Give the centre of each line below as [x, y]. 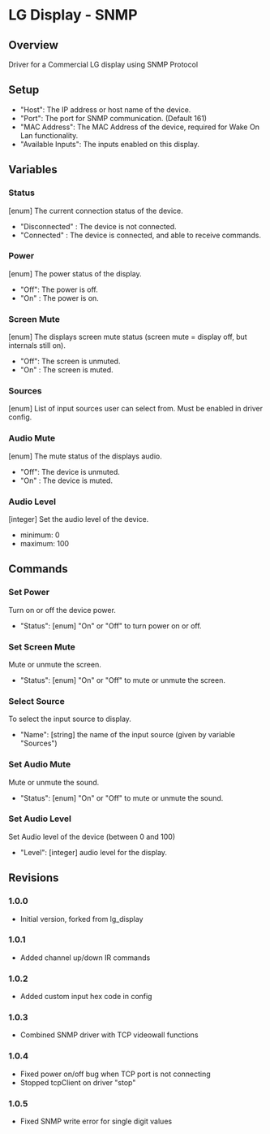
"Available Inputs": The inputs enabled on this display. [110, 144]
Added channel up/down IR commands [85, 958]
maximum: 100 [45, 543]
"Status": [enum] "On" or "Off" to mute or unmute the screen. [122, 680]
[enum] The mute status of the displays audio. [85, 456]
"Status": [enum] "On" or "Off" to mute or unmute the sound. [122, 797]
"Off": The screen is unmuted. [70, 361]
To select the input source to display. [70, 719]
